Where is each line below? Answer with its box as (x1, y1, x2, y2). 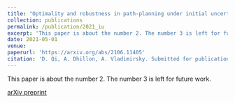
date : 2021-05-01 (7, 36, 58, 43)
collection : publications (7, 17, 83, 24)
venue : (7, 42, 27, 49)
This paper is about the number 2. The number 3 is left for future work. (7, 74, 211, 83)
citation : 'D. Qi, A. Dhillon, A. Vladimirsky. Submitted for (7, 56, 192, 63)
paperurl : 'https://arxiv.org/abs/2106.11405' (7, 49, 145, 56)
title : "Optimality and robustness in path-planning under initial (7, 10, 208, 17)
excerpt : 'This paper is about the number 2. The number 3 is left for (7, 29, 220, 37)
